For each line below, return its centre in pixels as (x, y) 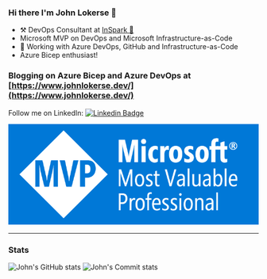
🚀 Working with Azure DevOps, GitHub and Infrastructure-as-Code (129, 47)
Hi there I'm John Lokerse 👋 (62, 13)
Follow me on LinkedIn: (46, 113)
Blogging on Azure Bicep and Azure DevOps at (100, 76)
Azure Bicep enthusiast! (59, 55)
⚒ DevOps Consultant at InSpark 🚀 (77, 30)
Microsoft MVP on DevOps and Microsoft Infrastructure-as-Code (126, 38)
